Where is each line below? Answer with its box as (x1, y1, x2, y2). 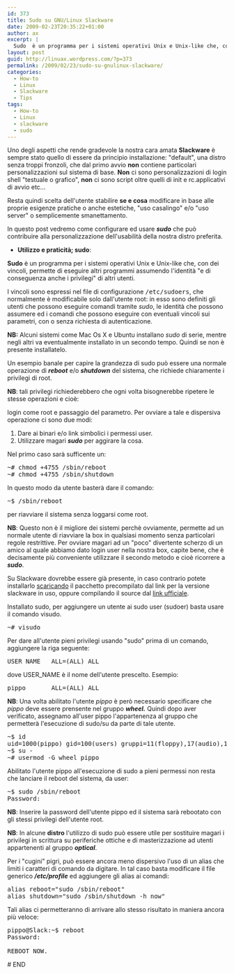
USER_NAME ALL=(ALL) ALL (7, 657, 100, 666)
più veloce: (7, 913, 39, 921)
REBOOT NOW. (7, 948, 48, 955)
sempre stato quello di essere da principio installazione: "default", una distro (7, 153, 226, 162)
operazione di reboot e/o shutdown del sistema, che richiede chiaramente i (7, 367, 225, 375)
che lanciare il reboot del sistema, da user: (7, 775, 129, 783)
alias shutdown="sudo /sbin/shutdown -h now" (7, 892, 166, 900)
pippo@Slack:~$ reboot (7, 927, 85, 934)
